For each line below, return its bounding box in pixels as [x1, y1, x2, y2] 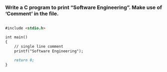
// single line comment [14, 44, 64, 49]
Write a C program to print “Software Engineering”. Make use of [5, 4, 162, 11]
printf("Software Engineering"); [14, 49, 84, 54]
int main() [5, 35, 28, 40]
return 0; [14, 58, 35, 63]
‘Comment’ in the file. [5, 10, 59, 17]
